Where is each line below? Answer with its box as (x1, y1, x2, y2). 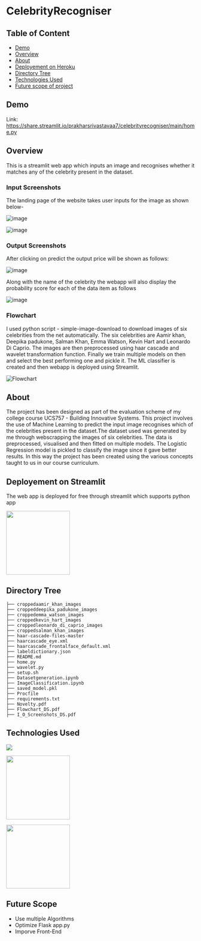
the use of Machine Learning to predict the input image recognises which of (6, 421, 193, 428)
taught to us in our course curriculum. (6, 459, 100, 467)
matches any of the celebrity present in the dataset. (6, 168, 134, 175)
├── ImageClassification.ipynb (6, 680, 84, 686)
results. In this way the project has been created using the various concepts (6, 453, 193, 460)
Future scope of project (14, 82, 73, 89)
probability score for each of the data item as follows (6, 285, 136, 292)
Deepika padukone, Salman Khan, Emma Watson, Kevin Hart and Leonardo (6, 337, 190, 345)
